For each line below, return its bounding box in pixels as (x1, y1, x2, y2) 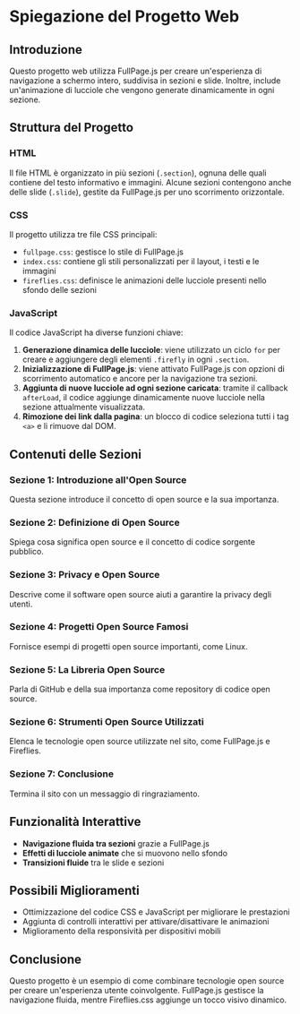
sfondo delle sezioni (21, 284, 97, 295)
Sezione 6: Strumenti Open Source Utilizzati (9, 716, 204, 728)
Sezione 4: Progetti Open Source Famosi (9, 621, 189, 633)
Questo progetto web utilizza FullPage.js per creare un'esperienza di (9, 65, 262, 76)
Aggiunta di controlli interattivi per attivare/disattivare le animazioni (21, 916, 270, 927)
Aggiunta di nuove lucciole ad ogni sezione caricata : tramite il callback (21, 382, 288, 393)
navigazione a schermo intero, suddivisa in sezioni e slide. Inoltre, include (9, 75, 281, 86)
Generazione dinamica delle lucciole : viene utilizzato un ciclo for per (21, 345, 280, 356)
